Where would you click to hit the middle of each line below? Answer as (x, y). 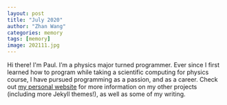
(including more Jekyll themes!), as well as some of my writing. (96, 94)
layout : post (26, 13)
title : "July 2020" (35, 20)
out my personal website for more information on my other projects (102, 87)
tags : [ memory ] (29, 39)
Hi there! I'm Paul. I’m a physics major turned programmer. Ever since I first (113, 65)
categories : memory (35, 33)
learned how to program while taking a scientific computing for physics (108, 72)
